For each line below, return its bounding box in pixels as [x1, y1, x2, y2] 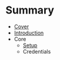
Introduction [14, 29, 44, 36]
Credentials [22, 48, 51, 55]
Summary [5, 4, 54, 17]
